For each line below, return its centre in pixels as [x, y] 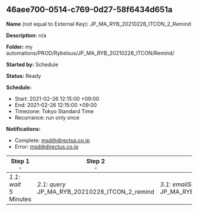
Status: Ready [24, 75]
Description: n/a [26, 35]
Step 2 [96, 161]
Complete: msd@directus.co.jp [52, 140]
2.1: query [52, 184]
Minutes [20, 199]
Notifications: [23, 128]
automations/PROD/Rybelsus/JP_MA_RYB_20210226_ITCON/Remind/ [90, 53]
